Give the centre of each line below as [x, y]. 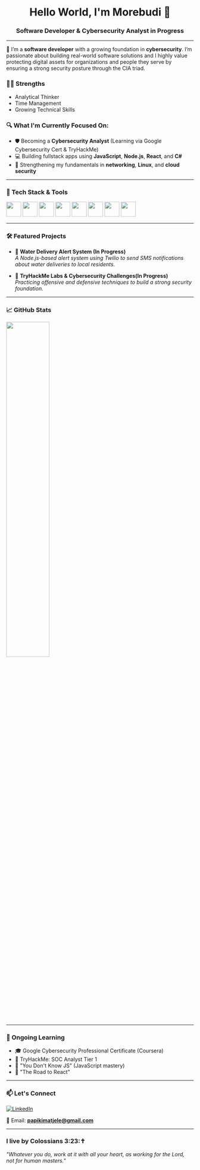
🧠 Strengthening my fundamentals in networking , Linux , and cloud [97, 165]
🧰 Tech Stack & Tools [37, 192]
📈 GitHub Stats [29, 309]
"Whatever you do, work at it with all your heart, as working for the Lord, [95, 1154]
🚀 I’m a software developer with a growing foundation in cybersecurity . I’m [99, 49]
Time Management [38, 103]
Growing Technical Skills [45, 109]
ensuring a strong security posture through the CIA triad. [76, 69]
